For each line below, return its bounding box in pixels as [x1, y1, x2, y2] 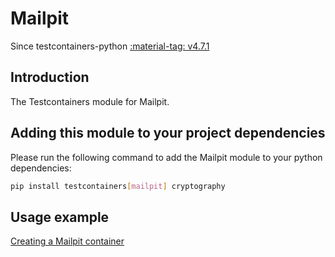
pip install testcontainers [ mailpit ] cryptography [10, 181, 226, 191]
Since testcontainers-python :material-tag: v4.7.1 [10, 40, 210, 52]
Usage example [10, 208, 110, 226]
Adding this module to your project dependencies [10, 125, 326, 142]
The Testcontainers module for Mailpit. [10, 95, 170, 107]
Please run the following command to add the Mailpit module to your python [10, 151, 323, 163]
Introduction [10, 69, 90, 86]
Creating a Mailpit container [10, 235, 125, 247]
